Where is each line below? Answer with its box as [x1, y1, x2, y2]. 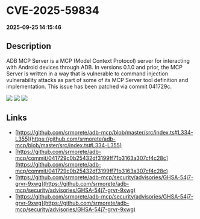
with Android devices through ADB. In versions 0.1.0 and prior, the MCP [6, 63, 183, 71]
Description [6, 41, 51, 51]
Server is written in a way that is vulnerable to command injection [6, 70, 169, 77]
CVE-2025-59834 [6, 4, 99, 17]
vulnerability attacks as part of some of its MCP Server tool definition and [6, 76, 189, 83]
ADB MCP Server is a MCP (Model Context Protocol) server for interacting [6, 57, 190, 64]
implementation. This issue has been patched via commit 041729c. [6, 83, 172, 90]
